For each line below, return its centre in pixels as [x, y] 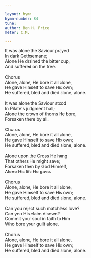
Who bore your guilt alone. [32, 224]
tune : [11, 23]
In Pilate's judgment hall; [30, 109]
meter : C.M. [17, 33]
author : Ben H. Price [27, 28]
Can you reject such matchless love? [42, 209]
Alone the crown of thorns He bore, [41, 114]
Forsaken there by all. [27, 119]
